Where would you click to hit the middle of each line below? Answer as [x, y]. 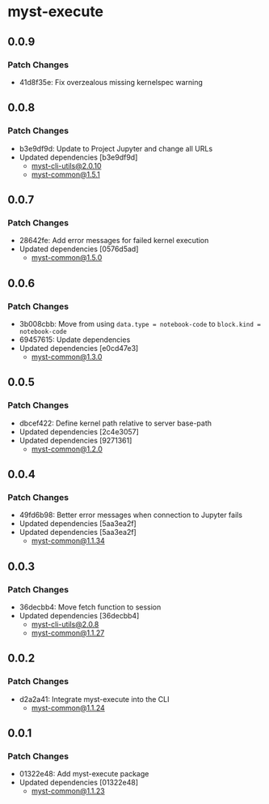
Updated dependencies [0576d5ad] [79, 249]
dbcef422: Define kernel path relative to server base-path [115, 423]
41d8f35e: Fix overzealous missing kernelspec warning [111, 82]
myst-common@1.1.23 [68, 791]
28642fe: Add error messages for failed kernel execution [114, 241]
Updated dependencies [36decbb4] [79, 616]
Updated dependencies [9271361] [76, 440]
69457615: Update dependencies [75, 340]
